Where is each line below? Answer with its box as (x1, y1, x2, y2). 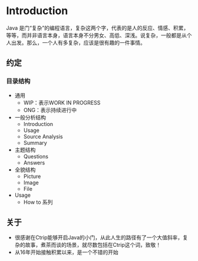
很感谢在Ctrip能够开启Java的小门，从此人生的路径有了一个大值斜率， (14, 234, 183, 241)
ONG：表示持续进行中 (23, 106, 77, 113)
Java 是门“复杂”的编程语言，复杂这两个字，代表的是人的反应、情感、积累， (6, 24, 189, 31)
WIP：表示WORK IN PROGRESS (23, 99, 101, 106)
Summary (23, 139, 47, 146)
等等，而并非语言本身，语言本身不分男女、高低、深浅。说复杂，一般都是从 (6, 31, 187, 39)
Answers (23, 159, 45, 166)
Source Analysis (23, 133, 63, 140)
